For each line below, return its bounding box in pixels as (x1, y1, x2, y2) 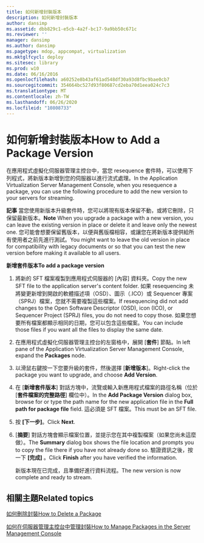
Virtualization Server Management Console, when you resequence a (6, 182, 177, 189)
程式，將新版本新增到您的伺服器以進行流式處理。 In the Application (11, 174, 178, 182)
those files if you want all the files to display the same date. (15, 326, 164, 333)
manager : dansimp (6, 37, 50, 43)
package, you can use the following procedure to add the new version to (6, 188, 188, 195)
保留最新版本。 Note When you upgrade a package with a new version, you (6, 214, 194, 222)
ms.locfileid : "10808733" (6, 104, 72, 111)
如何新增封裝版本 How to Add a (6, 133, 160, 146)
